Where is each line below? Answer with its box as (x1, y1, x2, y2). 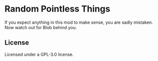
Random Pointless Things (4, 3, 111, 15)
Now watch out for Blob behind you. (4, 24, 77, 30)
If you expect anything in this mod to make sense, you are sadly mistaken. (4, 19, 153, 25)
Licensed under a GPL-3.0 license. (4, 51, 74, 57)
